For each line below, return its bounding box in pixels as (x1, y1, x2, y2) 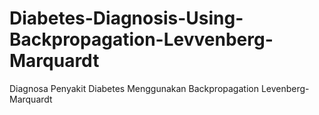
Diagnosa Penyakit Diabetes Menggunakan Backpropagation (9, 82, 259, 94)
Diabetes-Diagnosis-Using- (9, 7, 244, 30)
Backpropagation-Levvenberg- (9, 28, 274, 51)
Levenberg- (260, 82, 310, 94)
